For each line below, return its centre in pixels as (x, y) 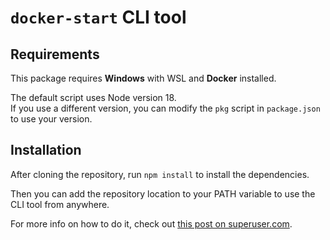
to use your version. (51, 119)
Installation (46, 150)
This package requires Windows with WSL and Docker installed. (143, 78)
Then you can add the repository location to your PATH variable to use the (163, 193)
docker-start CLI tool (98, 17)
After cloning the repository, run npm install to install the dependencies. (160, 174)
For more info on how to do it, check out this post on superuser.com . (151, 223)
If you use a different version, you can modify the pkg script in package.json (165, 108)
